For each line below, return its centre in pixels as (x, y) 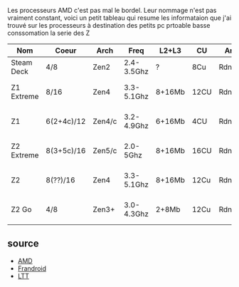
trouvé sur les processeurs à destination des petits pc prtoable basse (109, 25)
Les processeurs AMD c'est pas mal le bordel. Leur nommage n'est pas (112, 10)
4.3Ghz (137, 214)
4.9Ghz (137, 126)
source (23, 244)
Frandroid (32, 268)
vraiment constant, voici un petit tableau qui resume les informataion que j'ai (119, 18)
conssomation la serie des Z (49, 33)
